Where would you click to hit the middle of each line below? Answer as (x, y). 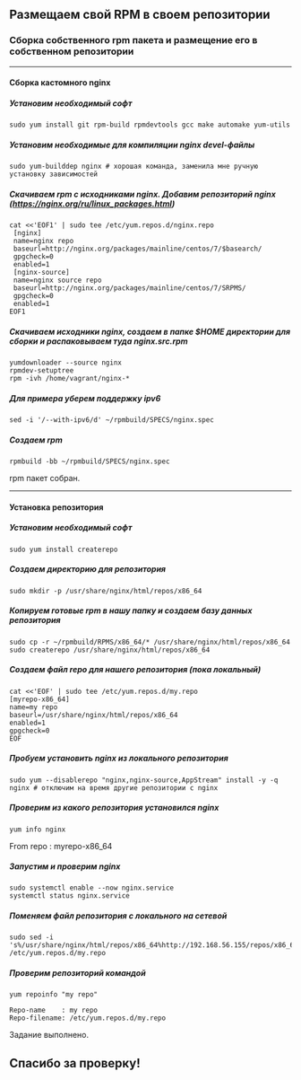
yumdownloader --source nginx (66, 363)
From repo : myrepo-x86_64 (61, 846)
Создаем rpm (36, 440)
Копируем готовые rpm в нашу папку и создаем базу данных (131, 610)
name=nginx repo (43, 241)
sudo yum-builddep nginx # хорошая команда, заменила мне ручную (133, 167)
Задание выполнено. (49, 1035)
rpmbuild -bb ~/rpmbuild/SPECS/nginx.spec (90, 461)
